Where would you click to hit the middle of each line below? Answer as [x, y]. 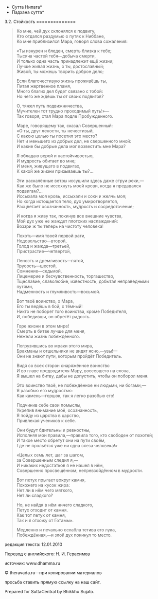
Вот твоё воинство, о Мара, [45, 301]
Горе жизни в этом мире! [43, 326]
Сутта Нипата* [27, 7]
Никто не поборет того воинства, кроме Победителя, [72, 311]
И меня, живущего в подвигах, [48, 166]
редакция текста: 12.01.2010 [34, 544]
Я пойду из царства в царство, [48, 415]
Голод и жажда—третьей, [43, 246]
